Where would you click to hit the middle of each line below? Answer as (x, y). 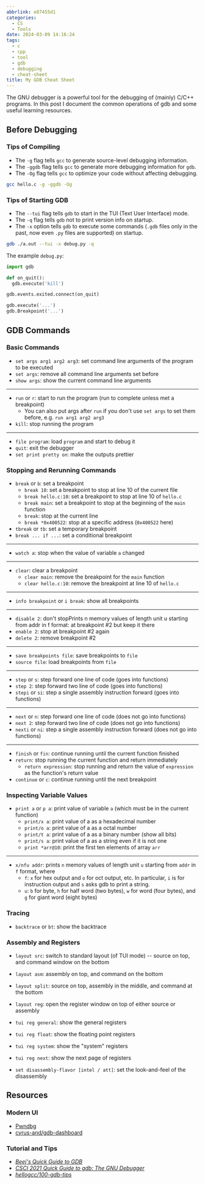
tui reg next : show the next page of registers (73, 1058)
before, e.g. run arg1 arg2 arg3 (64, 417)
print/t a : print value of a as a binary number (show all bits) (100, 834)
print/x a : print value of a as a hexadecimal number (90, 821)
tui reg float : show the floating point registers (75, 1034)
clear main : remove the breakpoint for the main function (94, 577)
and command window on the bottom (62, 962)
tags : (13, 40)
